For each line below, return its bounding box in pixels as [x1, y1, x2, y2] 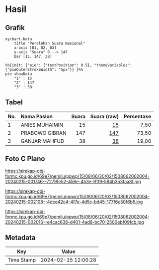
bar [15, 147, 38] [14, 54, 52, 59]
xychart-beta [5, 36, 32, 41]
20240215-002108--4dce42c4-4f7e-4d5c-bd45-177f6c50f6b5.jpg [5, 199, 143, 205]
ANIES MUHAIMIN [20, 121, 64, 128]
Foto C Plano [5, 155, 45, 163]
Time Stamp [7, 257, 36, 264]
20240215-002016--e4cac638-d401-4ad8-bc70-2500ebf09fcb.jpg [5, 219, 144, 225]
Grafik [5, 23, 25, 32]
